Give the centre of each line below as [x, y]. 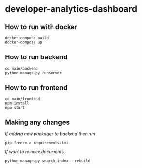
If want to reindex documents [35, 152]
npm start [15, 107]
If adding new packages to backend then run [50, 134]
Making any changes [37, 122]
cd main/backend [21, 68]
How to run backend [36, 57]
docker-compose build [27, 38]
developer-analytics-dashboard [71, 9]
